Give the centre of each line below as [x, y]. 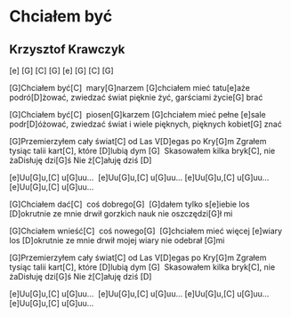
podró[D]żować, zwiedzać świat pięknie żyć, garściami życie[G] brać [136, 97]
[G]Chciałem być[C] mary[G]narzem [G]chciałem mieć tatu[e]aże [130, 88]
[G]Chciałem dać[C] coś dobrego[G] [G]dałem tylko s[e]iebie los [129, 204]
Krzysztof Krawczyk [67, 49]
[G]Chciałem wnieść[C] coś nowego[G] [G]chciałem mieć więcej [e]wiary [146, 231]
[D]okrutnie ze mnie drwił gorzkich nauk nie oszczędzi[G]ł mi [121, 214]
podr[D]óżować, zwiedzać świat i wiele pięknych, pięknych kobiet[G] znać [145, 124]
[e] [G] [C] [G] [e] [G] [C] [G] [61, 70]
